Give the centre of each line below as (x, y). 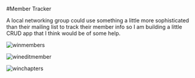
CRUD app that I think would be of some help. (63, 33)
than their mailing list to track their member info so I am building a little (94, 27)
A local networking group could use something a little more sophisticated (98, 20)
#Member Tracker (29, 9)
